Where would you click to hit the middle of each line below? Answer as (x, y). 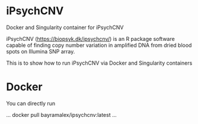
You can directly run (31, 103)
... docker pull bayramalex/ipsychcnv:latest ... (61, 115)
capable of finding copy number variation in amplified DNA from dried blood (99, 45)
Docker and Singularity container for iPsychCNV (65, 27)
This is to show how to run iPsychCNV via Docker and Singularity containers (99, 63)
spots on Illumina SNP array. (41, 51)
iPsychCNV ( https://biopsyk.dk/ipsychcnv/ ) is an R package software (90, 39)
